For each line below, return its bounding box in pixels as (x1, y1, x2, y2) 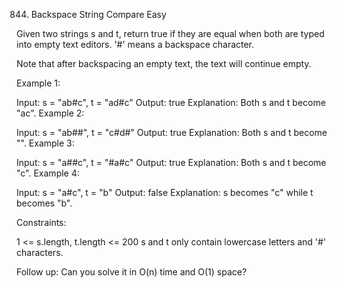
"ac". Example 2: (16, 107, 85, 119)
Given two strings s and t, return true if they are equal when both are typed (16, 28, 325, 39)
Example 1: (16, 77, 61, 89)
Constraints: (16, 217, 67, 228)
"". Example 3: (16, 137, 75, 149)
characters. (16, 247, 64, 258)
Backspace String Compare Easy (30, 9, 167, 20)
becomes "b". (16, 197, 73, 209)
